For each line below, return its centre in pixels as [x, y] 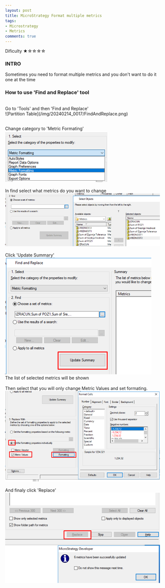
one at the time [20, 80]
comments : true [21, 36]
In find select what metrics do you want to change [56, 191]
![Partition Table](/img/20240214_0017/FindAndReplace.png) [67, 114]
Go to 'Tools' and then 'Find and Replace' [47, 108]
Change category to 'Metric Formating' [45, 129]
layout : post [18, 10]
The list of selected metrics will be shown [47, 378]
